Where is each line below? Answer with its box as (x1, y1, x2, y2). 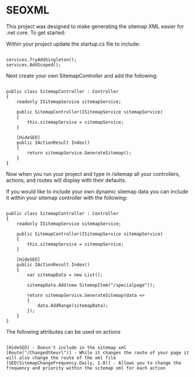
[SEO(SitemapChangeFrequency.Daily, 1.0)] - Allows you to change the (6, 360, 182, 366)
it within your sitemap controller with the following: (6, 194, 127, 201)
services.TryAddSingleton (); (6, 57, 77, 63)
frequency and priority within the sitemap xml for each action (6, 365, 166, 371)
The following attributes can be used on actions (6, 328, 121, 335)
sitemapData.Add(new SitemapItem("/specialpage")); (27, 282, 156, 288)
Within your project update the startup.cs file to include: (6, 40, 141, 47)
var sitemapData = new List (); (27, 272, 103, 278)
